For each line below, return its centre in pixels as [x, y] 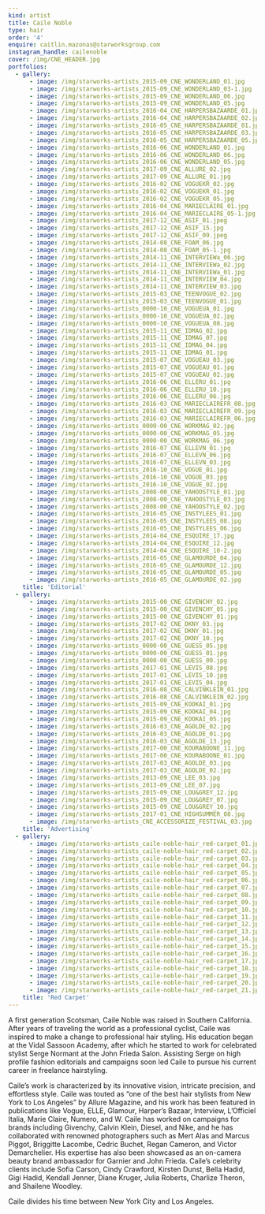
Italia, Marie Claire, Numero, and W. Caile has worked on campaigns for [124, 1119]
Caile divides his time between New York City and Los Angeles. [111, 1201]
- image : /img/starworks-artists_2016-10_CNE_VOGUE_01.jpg [128, 470]
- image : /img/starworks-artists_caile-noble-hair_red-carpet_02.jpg [146, 851]
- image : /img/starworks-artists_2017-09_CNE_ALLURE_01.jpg [130, 177]
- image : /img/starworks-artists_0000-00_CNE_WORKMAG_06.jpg [132, 441]
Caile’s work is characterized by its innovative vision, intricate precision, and [132, 1086]
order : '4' [26, 37]
